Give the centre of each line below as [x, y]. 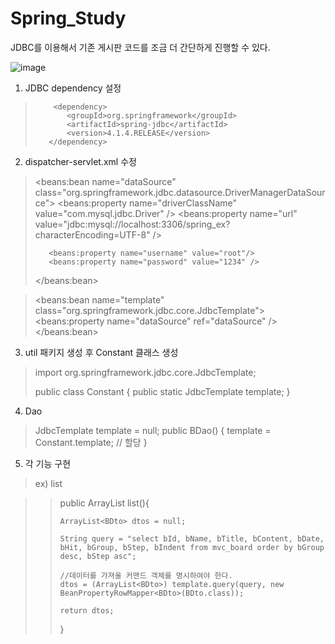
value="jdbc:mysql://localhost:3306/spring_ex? [132, 224]
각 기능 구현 [48, 463]
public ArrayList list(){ [104, 503]
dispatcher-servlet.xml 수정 [80, 161]
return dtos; [87, 610]
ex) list [48, 483]
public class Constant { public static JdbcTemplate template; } [162, 391]
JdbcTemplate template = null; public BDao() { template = [153, 430]
